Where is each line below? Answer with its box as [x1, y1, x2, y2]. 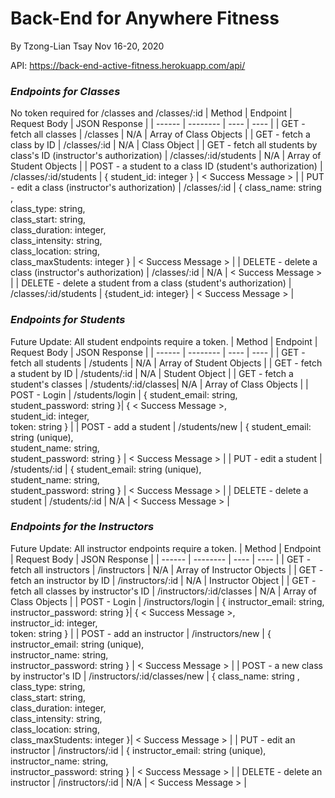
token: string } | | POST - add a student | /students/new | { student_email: [10, 420, 312, 432]
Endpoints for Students [10, 313, 126, 327]
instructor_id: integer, [10, 617, 98, 629]
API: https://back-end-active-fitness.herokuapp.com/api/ [10, 59, 246, 71]
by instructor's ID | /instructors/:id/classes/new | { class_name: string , [10, 670, 300, 682]
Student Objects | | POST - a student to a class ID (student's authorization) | [10, 160, 323, 172]
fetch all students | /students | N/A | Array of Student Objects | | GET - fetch [10, 357, 323, 369]
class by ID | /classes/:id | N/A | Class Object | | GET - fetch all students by [10, 139, 318, 151]
